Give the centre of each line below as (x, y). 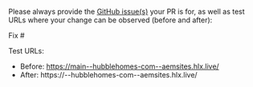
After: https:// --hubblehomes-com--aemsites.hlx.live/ (109, 75)
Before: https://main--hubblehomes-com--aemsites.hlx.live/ (119, 66)
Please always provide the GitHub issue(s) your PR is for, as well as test (126, 12)
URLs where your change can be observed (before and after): (110, 20)
